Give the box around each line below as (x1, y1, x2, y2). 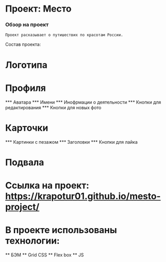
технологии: (5, 235, 60, 247)
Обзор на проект (5, 21, 49, 28)
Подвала (5, 156, 45, 168)
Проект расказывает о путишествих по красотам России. (5, 32, 123, 38)
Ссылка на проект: (5, 180, 90, 191)
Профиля (5, 82, 47, 94)
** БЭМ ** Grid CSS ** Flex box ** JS (5, 251, 84, 258)
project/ (5, 201, 39, 212)
